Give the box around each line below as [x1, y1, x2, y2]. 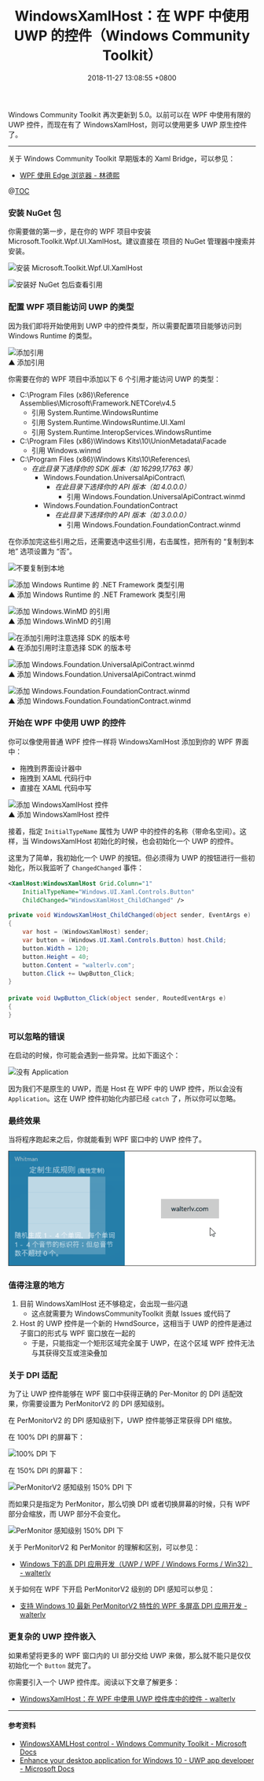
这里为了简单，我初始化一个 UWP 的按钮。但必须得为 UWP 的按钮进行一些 [8, 853, 249, 862]
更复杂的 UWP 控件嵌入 [8, 1631, 97, 1642]
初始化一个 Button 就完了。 [8, 1661, 96, 1670]
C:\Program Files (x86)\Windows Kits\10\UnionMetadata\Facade [19, 436, 227, 446]
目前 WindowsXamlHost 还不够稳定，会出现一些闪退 [19, 1299, 189, 1309]
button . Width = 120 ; [22, 944, 90, 953]
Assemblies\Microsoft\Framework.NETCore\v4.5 [19, 398, 176, 408]
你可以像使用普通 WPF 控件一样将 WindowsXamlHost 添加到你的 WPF [8, 737, 233, 746]
